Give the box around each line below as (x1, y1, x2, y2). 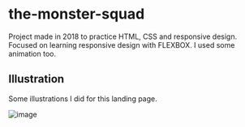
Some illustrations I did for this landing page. (8, 94, 158, 104)
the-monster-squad (8, 5, 145, 23)
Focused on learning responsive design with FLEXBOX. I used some (8, 40, 235, 49)
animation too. (8, 49, 57, 58)
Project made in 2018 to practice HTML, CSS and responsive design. (8, 32, 238, 41)
